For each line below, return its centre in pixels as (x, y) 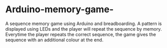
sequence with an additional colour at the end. (54, 40)
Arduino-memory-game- (60, 9)
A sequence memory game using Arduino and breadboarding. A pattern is (83, 23)
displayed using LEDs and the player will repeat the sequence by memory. (83, 29)
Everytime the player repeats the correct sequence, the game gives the (81, 34)
